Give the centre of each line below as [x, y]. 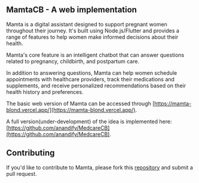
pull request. [22, 173]
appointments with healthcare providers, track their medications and [91, 79]
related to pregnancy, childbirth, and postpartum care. [73, 61]
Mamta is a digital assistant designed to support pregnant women [87, 24]
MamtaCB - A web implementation [72, 10]
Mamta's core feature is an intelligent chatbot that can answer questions [95, 55]
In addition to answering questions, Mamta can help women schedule [92, 73]
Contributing [30, 153]
